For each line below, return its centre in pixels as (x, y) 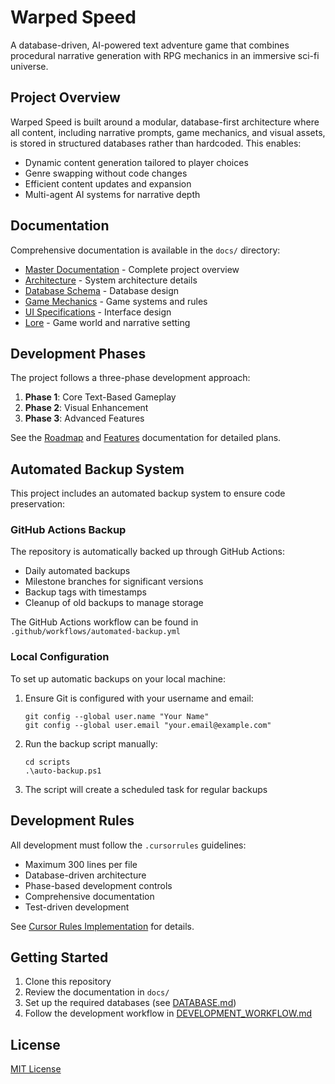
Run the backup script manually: (91, 743)
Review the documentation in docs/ (97, 992)
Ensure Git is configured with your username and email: (139, 698)
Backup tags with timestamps (85, 592)
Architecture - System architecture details (111, 280)
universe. (29, 66)
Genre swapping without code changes (106, 173)
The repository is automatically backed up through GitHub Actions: (148, 552)
